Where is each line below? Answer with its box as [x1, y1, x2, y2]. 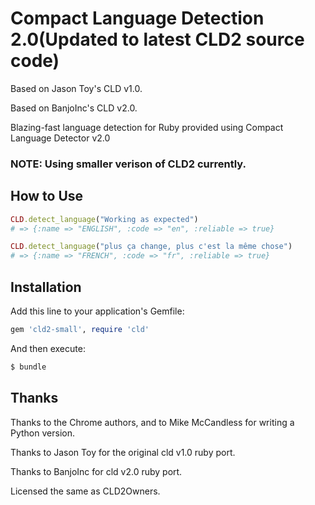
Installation [10, 278, 82, 296]
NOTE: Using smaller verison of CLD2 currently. [10, 157, 247, 171]
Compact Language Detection [10, 7, 265, 30]
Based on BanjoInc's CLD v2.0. [10, 102, 138, 114]
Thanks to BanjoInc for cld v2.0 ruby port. [10, 465, 183, 477]
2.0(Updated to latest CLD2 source [10, 28, 305, 51]
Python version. [10, 427, 75, 439]
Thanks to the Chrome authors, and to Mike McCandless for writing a [10, 416, 295, 428]
